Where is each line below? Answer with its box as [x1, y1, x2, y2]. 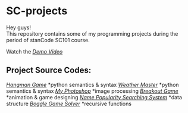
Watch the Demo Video [6, 48, 63, 55]
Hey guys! [6, 24, 32, 31]
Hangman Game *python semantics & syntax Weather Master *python [6, 81, 180, 88]
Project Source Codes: [6, 65, 92, 76]
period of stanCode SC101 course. [6, 36, 90, 43]
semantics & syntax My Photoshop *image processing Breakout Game [6, 87, 178, 95]
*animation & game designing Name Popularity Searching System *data [6, 93, 183, 101]
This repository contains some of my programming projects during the [6, 30, 178, 37]
